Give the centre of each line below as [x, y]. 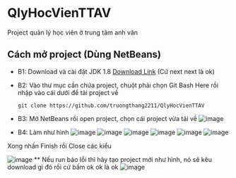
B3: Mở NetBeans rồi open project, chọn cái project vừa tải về [107, 118]
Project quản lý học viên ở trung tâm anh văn [73, 32]
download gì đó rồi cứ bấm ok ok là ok [63, 167]
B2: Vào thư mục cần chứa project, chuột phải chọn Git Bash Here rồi [118, 85]
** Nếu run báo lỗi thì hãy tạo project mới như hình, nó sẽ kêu [123, 159]
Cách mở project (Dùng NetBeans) [84, 55]
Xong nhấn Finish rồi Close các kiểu [59, 146]
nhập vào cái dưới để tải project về [68, 92]
